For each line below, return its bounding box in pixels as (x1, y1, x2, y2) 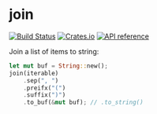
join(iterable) (9, 69, 59, 77)
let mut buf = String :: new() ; (9, 61, 109, 70)
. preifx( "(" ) (23, 84, 66, 92)
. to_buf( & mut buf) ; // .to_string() (23, 98, 144, 107)
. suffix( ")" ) (23, 91, 66, 99)
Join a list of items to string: (9, 46, 99, 56)
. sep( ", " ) (23, 76, 59, 84)
